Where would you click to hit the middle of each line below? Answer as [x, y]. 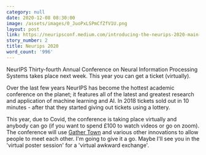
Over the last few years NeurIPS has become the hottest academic [90, 88]
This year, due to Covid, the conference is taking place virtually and [92, 119]
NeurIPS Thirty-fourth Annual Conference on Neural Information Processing [102, 69]
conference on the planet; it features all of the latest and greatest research [100, 94]
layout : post [23, 29]
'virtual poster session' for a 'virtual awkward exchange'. [78, 145]
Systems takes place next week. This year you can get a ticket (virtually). [99, 76]
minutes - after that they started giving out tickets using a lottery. [88, 107]
